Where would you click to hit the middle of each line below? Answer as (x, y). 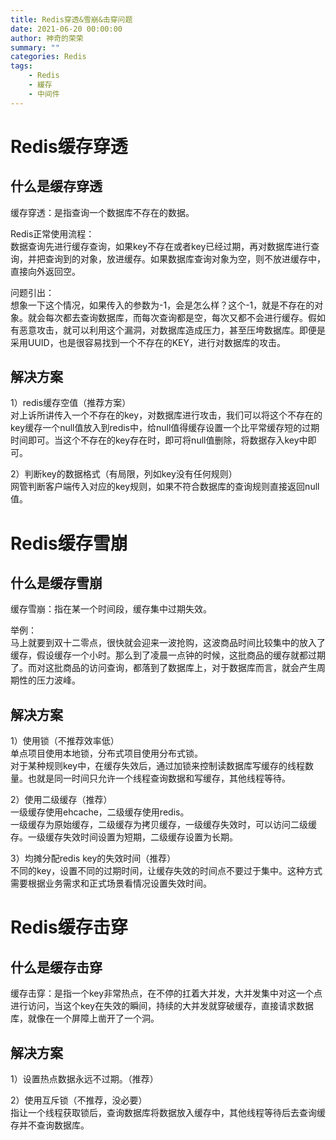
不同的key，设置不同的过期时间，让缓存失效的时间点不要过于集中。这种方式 (166, 871)
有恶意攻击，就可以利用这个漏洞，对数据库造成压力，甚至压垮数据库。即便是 (168, 330)
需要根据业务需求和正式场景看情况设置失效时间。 (111, 883)
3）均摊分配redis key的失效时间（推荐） (93, 858)
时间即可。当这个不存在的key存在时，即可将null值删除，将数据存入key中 (159, 440)
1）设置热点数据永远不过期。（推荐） (84, 1079)
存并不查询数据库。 (50, 1125)
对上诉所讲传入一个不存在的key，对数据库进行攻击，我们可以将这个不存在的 (166, 415)
